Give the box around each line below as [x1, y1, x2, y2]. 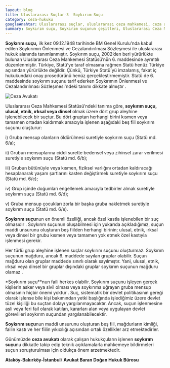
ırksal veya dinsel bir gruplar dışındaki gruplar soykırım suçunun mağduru [5, 263, 158, 270]
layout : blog [5, 7, 33, 13]
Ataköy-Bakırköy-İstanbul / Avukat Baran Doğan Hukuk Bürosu [5, 357, 139, 363]
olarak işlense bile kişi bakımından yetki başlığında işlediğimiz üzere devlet [5, 295, 160, 301]
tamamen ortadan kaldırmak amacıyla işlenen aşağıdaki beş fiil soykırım [5, 119, 155, 125]
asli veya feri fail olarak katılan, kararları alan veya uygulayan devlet [5, 306, 146, 312]
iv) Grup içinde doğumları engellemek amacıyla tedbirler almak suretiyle [5, 186, 155, 192]
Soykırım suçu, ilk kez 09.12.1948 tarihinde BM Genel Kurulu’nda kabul [5, 40, 153, 46]
